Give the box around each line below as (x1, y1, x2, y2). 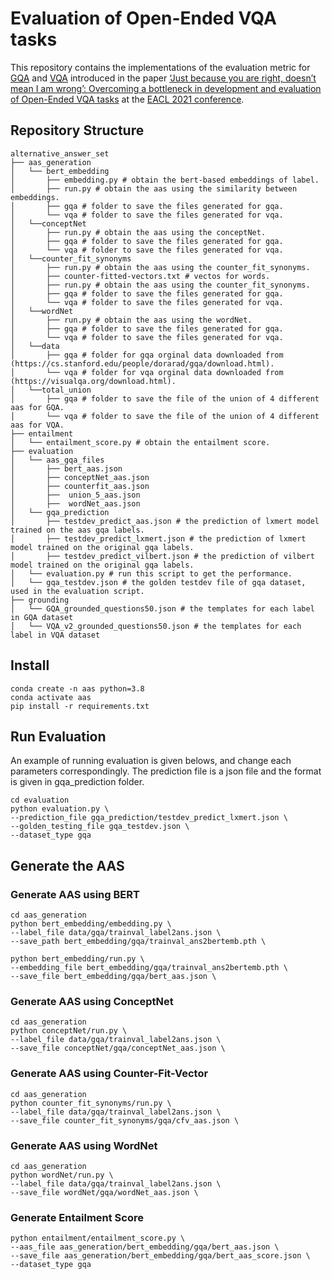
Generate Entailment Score (10, 1210, 144, 1224)
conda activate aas (10, 692, 92, 702)
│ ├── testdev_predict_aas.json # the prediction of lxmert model (10, 516, 320, 526)
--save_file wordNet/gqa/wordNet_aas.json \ (10, 1187, 199, 1197)
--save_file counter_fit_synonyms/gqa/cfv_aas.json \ (10, 1115, 240, 1126)
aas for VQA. (10, 420, 65, 430)
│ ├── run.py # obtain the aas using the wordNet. (10, 315, 253, 325)
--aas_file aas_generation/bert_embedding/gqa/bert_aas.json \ (10, 1242, 280, 1252)
